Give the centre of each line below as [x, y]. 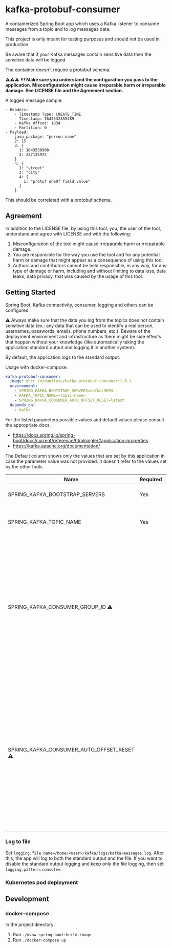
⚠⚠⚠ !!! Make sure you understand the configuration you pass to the [81, 79]
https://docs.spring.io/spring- [44, 435]
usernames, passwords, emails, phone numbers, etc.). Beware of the [78, 331]
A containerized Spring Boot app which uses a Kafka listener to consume [82, 24]
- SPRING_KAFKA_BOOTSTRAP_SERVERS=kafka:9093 [64, 391]
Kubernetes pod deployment [42, 882]
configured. [17, 310]
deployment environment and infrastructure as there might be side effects [83, 336]
